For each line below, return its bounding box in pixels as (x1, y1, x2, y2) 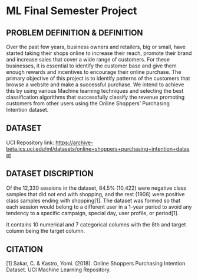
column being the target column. (6, 227, 85, 234)
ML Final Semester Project (6, 4, 137, 18)
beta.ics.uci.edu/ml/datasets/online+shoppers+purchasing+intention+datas (6, 145, 190, 152)
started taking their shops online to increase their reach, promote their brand (6, 50, 192, 57)
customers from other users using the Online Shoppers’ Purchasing (6, 100, 170, 107)
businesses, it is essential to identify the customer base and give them (6, 62, 177, 69)
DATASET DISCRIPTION (6, 168, 94, 179)
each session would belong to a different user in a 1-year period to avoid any (6, 203, 192, 210)
